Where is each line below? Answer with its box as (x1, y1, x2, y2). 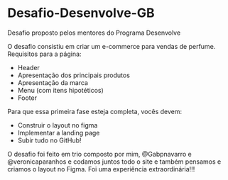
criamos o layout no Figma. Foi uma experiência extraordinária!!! (7, 164, 195, 173)
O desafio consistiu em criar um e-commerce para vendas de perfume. (7, 42, 216, 50)
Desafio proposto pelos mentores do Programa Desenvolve (7, 28, 181, 37)
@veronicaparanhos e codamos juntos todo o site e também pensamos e (7, 157, 222, 166)
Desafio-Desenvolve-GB (7, 5, 155, 21)
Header (17, 63, 40, 72)
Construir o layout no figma (17, 120, 98, 129)
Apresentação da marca (17, 78, 89, 86)
